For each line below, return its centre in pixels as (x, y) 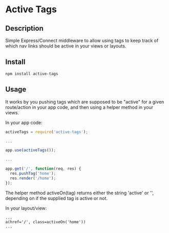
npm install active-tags (32, 74)
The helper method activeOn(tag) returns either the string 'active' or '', (80, 193)
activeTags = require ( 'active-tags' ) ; (47, 132)
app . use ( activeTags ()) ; (31, 150)
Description (24, 28)
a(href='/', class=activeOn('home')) (46, 222)
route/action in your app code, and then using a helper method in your (79, 107)
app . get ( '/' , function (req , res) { (43, 169)
